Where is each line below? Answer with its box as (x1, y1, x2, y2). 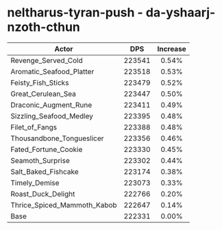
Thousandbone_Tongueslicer (10, 133, 104, 143)
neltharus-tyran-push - (7, 5, 144, 21)
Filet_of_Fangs (10, 122, 57, 131)
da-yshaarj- (145, 5, 216, 21)
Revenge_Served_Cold (10, 55, 84, 65)
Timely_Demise (10, 178, 60, 188)
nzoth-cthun (7, 19, 81, 35)
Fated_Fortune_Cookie (10, 144, 83, 154)
